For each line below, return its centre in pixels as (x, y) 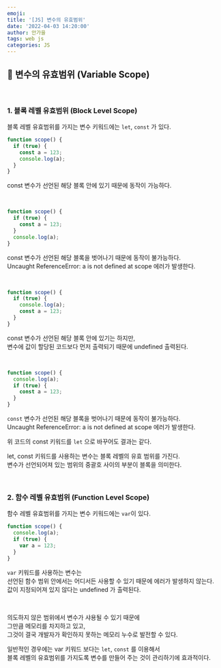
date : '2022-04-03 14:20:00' (48, 26)
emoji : (16, 13)
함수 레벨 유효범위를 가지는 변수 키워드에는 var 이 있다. (79, 513)
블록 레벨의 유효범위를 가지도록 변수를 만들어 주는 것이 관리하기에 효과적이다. (109, 657)
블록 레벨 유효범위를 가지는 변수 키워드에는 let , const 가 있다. (89, 127)
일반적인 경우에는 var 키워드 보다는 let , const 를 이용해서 (84, 649)
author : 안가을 (27, 33)
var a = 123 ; (38, 546)
